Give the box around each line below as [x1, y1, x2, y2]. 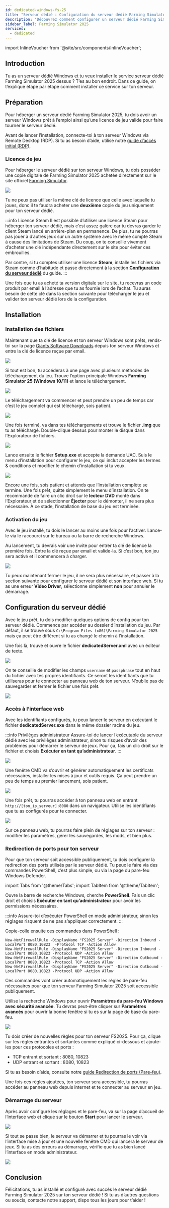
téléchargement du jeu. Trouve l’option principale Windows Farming [5, 372, 146, 379]
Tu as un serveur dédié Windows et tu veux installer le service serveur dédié [5, 73, 164, 79]
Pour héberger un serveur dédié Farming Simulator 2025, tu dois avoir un [5, 112, 157, 118]
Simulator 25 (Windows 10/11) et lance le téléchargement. [5, 378, 126, 384]
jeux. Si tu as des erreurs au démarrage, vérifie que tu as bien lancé [5, 1143, 146, 1149]
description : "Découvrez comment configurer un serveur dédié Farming [5, 17, 156, 22]
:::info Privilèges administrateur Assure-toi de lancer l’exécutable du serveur [5, 732, 163, 738]
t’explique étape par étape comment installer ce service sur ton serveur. [5, 83, 154, 89]
